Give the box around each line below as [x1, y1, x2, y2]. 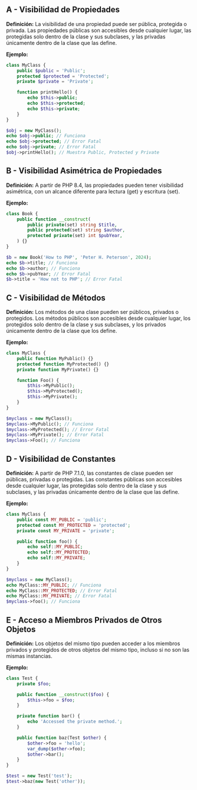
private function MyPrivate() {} [17, 367, 99, 373]
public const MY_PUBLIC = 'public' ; [17, 517, 107, 523]
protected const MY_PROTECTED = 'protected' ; [17, 522, 131, 528]
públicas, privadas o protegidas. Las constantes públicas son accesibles [6, 476, 182, 483]
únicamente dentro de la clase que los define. [6, 328, 117, 335]
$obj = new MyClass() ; [6, 127, 62, 134]
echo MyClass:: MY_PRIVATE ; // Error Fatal [6, 593, 112, 599]
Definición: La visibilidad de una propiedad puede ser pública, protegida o [6, 20, 187, 27]
